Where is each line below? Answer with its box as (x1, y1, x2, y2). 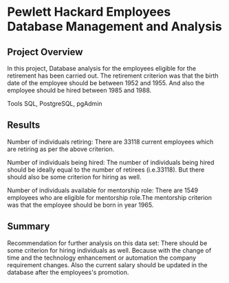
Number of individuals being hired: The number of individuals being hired (7, 158, 215, 166)
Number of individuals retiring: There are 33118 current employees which (7, 137, 214, 146)
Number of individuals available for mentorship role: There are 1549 (7, 186, 198, 194)
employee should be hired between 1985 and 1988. (7, 87, 152, 94)
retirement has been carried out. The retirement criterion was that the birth (7, 71, 219, 80)
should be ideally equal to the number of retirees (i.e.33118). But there (7, 166, 205, 174)
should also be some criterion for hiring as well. (7, 172, 142, 181)
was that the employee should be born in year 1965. (7, 201, 154, 209)
